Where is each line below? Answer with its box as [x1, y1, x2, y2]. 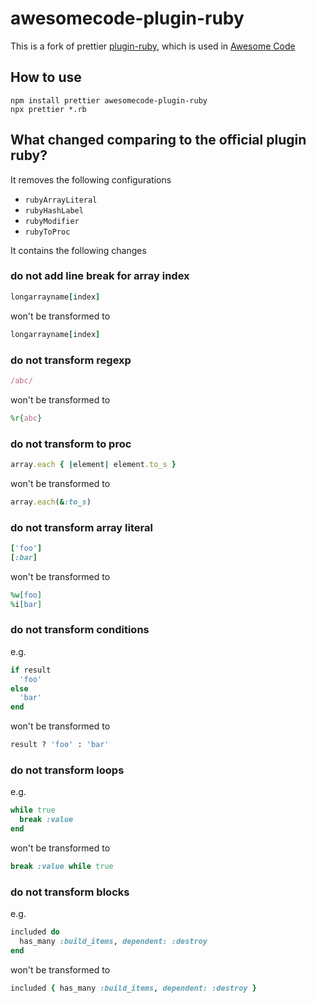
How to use [10, 69, 82, 86]
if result [10, 665, 52, 675]
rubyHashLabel [24, 205, 84, 216]
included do [10, 927, 60, 937]
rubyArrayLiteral [24, 195, 98, 205]
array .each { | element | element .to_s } [10, 459, 177, 469]
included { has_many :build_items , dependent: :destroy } [10, 983, 257, 993]
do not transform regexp [10, 353, 132, 367]
